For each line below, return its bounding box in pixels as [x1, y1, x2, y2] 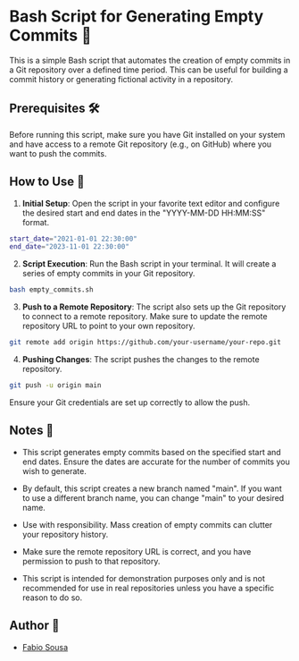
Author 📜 [9, 618, 60, 633]
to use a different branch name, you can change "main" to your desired [21, 492, 285, 503]
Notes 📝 [9, 423, 54, 438]
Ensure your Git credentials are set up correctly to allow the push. [9, 396, 251, 408]
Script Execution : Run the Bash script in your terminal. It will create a [21, 258, 277, 269]
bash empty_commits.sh [9, 285, 94, 294]
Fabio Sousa [21, 641, 69, 652]
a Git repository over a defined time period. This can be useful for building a [9, 64, 288, 75]
